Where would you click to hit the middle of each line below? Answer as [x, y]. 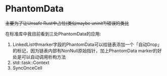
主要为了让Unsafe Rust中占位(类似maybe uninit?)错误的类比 [67, 23]
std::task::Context [31, 62]
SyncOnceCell [27, 67]
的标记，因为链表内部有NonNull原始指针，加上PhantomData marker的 [85, 50]
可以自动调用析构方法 [44, 57]
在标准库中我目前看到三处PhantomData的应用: [53, 33]
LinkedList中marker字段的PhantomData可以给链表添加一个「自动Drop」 [87, 44]
